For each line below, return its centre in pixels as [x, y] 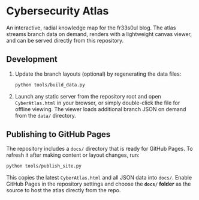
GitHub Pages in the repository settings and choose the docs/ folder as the [99, 184]
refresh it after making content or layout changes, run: [73, 155]
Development [32, 59]
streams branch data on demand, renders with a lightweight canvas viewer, [99, 34]
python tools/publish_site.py [44, 166]
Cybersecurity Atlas [58, 11]
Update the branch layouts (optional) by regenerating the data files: [98, 74]
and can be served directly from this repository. [65, 40]
